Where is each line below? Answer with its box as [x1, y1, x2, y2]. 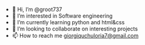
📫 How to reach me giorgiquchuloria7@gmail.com [12, 32, 139, 39]
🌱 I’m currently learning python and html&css [12, 19, 125, 26]
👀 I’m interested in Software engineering [12, 12, 113, 19]
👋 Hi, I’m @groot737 [12, 6, 62, 13]
